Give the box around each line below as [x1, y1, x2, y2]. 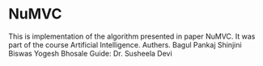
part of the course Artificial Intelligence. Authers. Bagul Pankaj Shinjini [8, 39, 242, 49]
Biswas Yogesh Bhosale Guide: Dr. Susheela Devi [8, 48, 172, 58]
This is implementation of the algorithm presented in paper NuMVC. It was [8, 31, 256, 41]
